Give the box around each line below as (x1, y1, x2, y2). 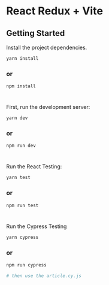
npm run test (6, 202, 39, 208)
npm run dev (6, 142, 36, 149)
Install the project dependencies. (6, 44, 87, 51)
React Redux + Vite (6, 4, 104, 18)
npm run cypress (6, 262, 47, 268)
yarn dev (6, 115, 28, 121)
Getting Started (6, 28, 65, 38)
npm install (6, 83, 36, 89)
